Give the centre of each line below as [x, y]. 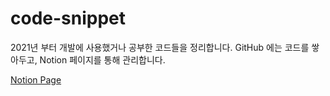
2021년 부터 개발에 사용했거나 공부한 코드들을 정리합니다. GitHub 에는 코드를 [160, 47]
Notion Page [36, 79]
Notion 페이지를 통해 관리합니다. [102, 59]
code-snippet [68, 18]
